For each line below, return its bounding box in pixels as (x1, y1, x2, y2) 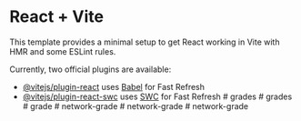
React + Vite (9, 6, 105, 27)
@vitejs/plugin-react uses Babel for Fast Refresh (22, 81, 206, 92)
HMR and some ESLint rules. (9, 45, 116, 56)
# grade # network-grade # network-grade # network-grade (22, 100, 249, 111)
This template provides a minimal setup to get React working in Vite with (9, 36, 280, 47)
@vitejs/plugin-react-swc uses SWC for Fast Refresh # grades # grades (22, 91, 293, 102)
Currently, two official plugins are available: (9, 64, 172, 75)
